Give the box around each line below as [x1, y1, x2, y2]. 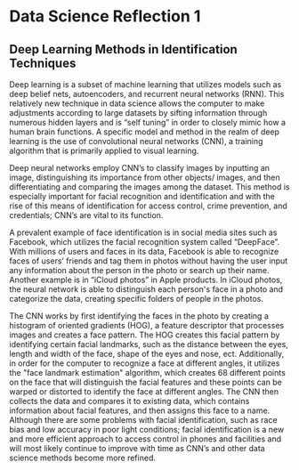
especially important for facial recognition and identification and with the [9, 191, 276, 201]
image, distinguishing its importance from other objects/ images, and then [9, 172, 280, 182]
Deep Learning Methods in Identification [9, 42, 238, 57]
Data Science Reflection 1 [9, 6, 201, 27]
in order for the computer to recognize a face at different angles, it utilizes [9, 358, 280, 369]
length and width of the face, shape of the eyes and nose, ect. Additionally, [9, 349, 285, 359]
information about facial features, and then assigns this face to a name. [9, 405, 271, 416]
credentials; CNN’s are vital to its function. [9, 210, 164, 220]
